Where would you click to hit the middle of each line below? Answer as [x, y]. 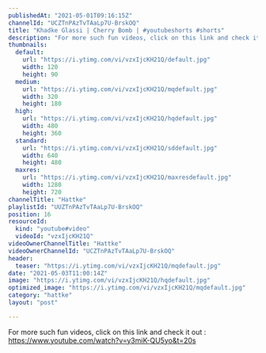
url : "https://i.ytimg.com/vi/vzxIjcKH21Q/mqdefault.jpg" [120, 89]
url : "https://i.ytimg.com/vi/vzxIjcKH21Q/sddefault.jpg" [120, 148]
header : [21, 258]
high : [25, 112]
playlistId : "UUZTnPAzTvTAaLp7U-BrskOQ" [76, 207]
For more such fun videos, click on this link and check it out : [107, 332]
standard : [31, 140]
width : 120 [40, 67]
